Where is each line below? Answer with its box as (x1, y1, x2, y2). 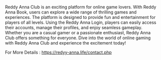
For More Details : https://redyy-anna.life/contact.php (5, 49, 112, 55)
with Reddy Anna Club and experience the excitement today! (5, 40, 126, 45)
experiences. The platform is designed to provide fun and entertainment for (5, 15, 156, 20)
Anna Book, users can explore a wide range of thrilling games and (5, 9, 137, 15)
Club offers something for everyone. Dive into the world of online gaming (5, 35, 151, 41)
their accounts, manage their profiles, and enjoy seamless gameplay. (5, 25, 143, 30)
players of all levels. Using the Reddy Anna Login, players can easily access (5, 19, 157, 25)
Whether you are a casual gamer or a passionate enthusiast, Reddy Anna (5, 30, 151, 35)
